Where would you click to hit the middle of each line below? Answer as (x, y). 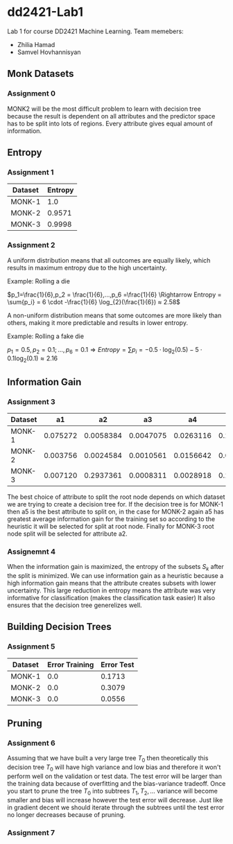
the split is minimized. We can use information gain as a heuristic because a (115, 575)
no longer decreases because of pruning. (67, 814)
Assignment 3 (31, 401)
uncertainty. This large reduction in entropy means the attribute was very (112, 590)
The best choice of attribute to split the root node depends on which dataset (116, 497)
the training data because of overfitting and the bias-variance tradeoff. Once (116, 783)
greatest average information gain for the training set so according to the (111, 519)
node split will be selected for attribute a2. (68, 534)
